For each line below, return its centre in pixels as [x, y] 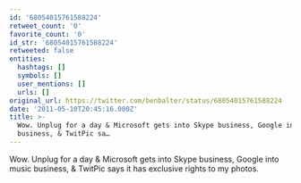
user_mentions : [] [52, 84]
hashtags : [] [42, 68]
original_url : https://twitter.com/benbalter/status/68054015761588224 [146, 100]
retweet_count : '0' [46, 26]
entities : [28, 59]
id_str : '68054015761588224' [64, 42]
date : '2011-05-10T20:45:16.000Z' [74, 109]
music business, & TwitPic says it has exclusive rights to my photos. [134, 168]
